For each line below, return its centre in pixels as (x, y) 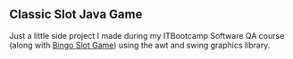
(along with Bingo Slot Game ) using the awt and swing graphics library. (140, 45)
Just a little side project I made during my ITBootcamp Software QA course (147, 35)
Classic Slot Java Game (76, 15)
